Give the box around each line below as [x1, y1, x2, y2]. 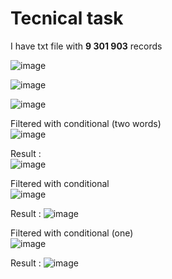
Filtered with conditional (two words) [10, 117, 162, 129]
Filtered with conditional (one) [10, 227, 134, 239]
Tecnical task [10, 7, 124, 30]
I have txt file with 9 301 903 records [10, 40, 163, 52]
